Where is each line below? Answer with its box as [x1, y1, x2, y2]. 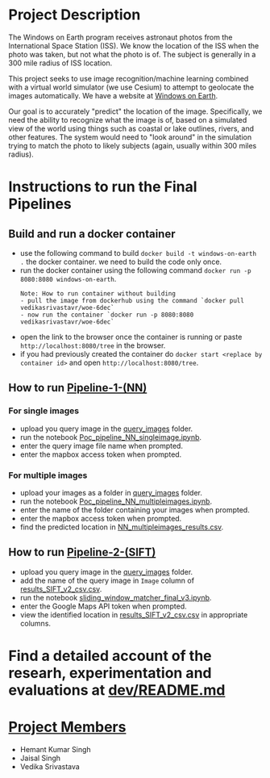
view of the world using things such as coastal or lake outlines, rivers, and [8, 123, 255, 133]
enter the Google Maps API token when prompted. [19, 601, 187, 611]
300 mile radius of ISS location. [8, 58, 113, 68]
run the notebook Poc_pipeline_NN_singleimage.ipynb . [19, 432, 202, 441]
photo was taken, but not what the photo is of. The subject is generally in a [8, 49, 256, 59]
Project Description [8, 6, 141, 24]
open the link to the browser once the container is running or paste [19, 332, 243, 341]
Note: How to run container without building [19, 289, 176, 298]
